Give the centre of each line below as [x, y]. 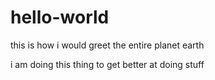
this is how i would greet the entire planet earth [107, 45]
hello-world [60, 17]
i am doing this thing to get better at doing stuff [107, 64]
